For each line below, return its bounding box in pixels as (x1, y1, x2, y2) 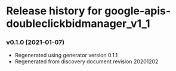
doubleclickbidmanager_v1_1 (6, 17, 150, 30)
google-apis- (104, 4, 171, 18)
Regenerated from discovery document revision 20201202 (14, 58, 159, 65)
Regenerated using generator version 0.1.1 (14, 52, 118, 59)
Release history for (6, 4, 103, 18)
